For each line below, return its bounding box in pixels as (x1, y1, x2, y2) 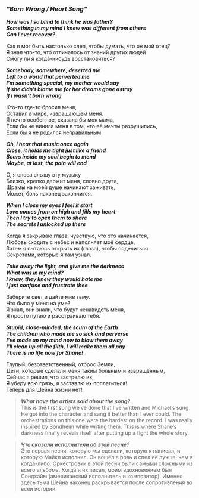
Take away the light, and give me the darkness (6, 263, 124, 270)
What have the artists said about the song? (20, 398, 131, 405)
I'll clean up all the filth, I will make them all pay (6, 343, 126, 350)
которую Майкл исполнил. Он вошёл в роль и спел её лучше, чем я (20, 454, 193, 461)
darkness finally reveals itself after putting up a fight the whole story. (20, 429, 189, 437)
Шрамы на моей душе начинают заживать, (6, 184, 116, 191)
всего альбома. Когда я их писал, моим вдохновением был (20, 466, 172, 474)
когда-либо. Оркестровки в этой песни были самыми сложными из (20, 460, 193, 467)
